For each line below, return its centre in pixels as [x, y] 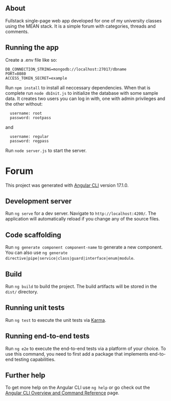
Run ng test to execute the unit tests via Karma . [56, 320]
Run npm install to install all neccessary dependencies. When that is [78, 87]
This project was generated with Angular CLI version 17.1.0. [67, 185]
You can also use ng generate [36, 253]
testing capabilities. [35, 359]
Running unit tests [35, 308]
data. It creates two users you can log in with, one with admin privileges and [85, 98]
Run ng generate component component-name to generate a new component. [84, 247]
